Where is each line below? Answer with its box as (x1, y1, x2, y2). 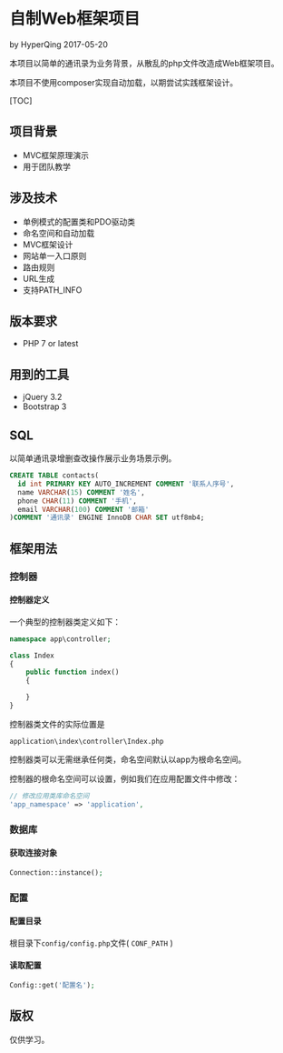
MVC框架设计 (22, 238, 73, 250)
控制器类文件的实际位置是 (9, 718, 105, 729)
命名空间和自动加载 (22, 227, 95, 238)
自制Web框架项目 (9, 8, 141, 29)
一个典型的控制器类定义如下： (9, 616, 121, 627)
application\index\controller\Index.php (9, 737, 165, 746)
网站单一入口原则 (22, 250, 87, 261)
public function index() (25, 667, 120, 677)
